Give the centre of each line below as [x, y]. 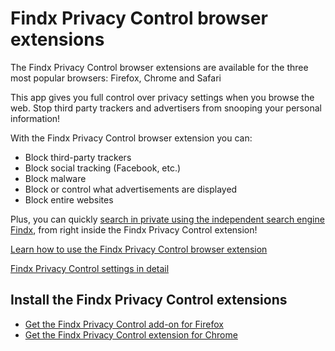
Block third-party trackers [78, 157]
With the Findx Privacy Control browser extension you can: [131, 138]
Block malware [55, 178]
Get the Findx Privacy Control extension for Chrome [131, 334]
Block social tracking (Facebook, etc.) [103, 168]
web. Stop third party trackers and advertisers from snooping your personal [166, 108]
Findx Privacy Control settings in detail [90, 268]
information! [35, 118]
